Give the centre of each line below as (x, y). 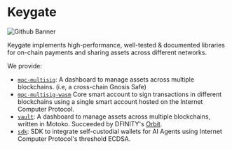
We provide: (25, 66)
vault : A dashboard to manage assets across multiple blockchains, (114, 117)
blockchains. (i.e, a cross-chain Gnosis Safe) (82, 87)
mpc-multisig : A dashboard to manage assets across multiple (106, 79)
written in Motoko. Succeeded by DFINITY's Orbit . (90, 123)
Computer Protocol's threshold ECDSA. (74, 138)
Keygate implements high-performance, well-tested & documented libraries (116, 45)
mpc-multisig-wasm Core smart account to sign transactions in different (120, 94)
